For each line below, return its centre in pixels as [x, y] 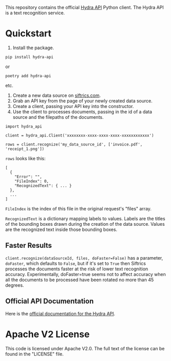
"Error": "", [28, 177]
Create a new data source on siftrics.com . [57, 95]
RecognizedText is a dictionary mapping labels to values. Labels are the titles [85, 218]
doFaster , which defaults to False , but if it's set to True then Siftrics [76, 263]
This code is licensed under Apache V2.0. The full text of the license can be [85, 348]
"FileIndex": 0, [32, 181]
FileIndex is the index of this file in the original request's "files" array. [78, 208]
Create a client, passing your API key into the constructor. [73, 106]
